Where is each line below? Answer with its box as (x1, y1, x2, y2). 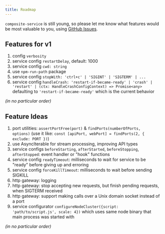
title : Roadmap (5, 7, 36, 12)
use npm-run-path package (12, 69, 66, 75)
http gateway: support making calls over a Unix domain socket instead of (12, 193, 160, 199)
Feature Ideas (5, 112, 48, 121)
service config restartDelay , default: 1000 (12, 58, 98, 64)
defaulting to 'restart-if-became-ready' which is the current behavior (12, 89, 155, 95)
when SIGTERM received (12, 188, 63, 194)
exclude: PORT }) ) (12, 136, 50, 142)
